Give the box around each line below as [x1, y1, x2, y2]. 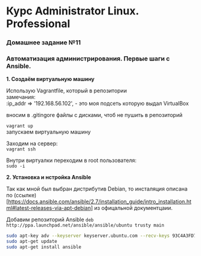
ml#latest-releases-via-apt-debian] [6, 204, 93, 212]
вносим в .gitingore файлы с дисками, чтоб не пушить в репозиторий [6, 112, 182, 119]
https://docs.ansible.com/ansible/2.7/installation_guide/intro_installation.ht [8, 198, 191, 205]
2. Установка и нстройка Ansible [6, 174, 92, 181]
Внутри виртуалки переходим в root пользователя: [6, 157, 136, 164]
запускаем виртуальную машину [6, 128, 91, 135]
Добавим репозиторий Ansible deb [6, 216, 94, 223]
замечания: [6, 94, 36, 101]
